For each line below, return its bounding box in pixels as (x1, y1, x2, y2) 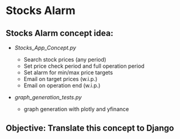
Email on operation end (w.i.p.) (23, 82, 101, 89)
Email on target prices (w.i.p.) (23, 76, 98, 82)
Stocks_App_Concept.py (14, 44, 77, 51)
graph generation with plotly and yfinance (23, 105, 129, 113)
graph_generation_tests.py (14, 94, 82, 101)
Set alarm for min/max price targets (23, 69, 113, 76)
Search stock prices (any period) (23, 56, 107, 63)
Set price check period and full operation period (23, 62, 145, 69)
